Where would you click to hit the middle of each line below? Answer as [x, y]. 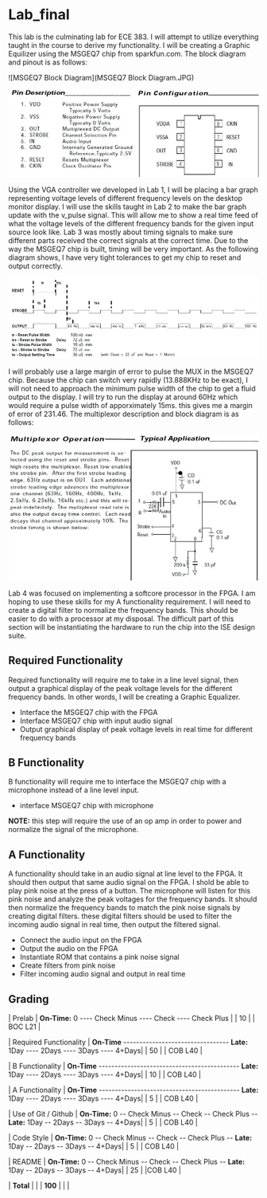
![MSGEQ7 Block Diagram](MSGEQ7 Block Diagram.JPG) [101, 77]
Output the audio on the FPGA [69, 949]
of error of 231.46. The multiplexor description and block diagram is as [124, 414]
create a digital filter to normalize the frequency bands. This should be [123, 610]
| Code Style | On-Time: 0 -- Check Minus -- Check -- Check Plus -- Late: [130, 1138]
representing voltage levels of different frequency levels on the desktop [125, 198]
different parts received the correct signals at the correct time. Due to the [128, 241]
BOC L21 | [25, 1027]
